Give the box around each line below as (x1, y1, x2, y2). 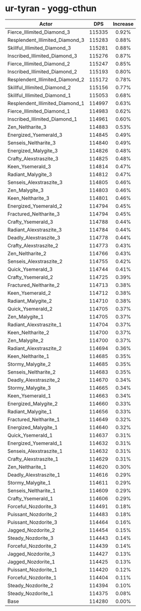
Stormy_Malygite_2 (7, 360, 51, 367)
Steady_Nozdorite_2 (7, 582, 53, 589)
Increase (112, 20, 134, 27)
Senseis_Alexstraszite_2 (7, 258, 63, 265)
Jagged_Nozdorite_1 (7, 558, 55, 565)
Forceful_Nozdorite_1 (7, 574, 57, 581)
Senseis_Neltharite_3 (7, 139, 56, 146)
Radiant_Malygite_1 (7, 408, 53, 415)
